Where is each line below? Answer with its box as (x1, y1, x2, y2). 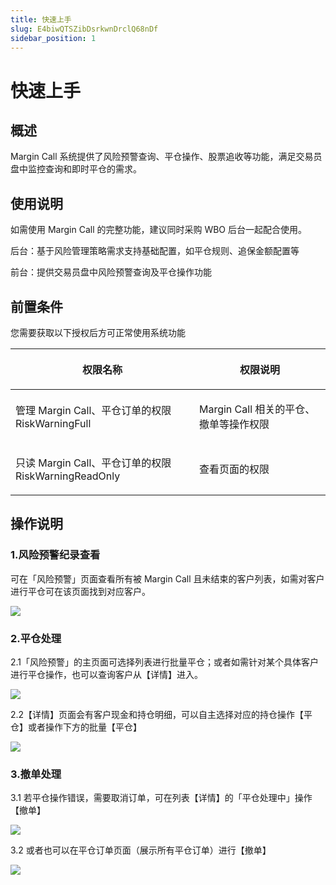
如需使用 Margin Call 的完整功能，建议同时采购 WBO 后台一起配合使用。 (10, 224, 308, 236)
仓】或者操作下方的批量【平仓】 (10, 721, 142, 733)
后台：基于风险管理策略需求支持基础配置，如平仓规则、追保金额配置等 (10, 245, 300, 257)
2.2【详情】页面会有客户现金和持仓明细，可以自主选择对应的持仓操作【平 (10, 708, 313, 720)
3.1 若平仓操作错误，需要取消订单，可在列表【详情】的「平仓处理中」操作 (10, 792, 313, 804)
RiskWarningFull (15, 417, 92, 430)
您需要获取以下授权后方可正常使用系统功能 (10, 327, 186, 338)
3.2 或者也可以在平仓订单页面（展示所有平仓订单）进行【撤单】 (10, 844, 272, 856)
